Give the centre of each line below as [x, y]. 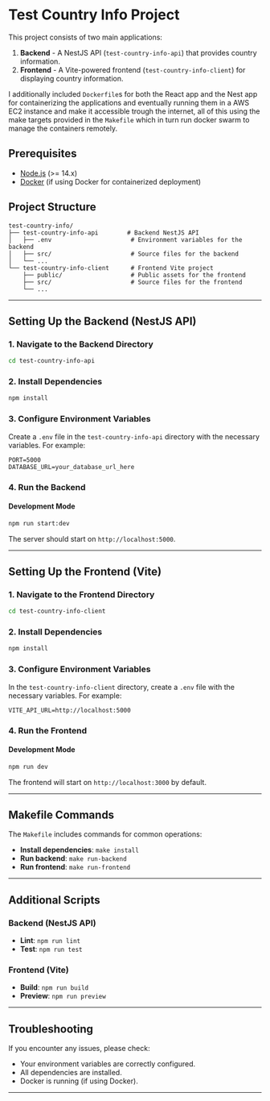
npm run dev [28, 767]
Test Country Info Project [94, 15]
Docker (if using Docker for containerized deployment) [110, 181]
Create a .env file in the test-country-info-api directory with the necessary [134, 436]
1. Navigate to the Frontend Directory [82, 594]
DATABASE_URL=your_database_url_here [72, 467]
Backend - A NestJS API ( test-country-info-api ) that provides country [138, 52]
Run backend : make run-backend [73, 858]
